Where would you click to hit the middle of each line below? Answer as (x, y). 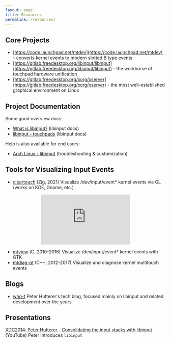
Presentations (28, 318)
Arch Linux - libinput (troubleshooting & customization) (70, 154)
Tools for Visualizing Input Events (60, 169)
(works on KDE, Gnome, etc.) (43, 187)
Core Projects (27, 40)
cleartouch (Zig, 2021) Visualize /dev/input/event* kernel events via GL (87, 182)
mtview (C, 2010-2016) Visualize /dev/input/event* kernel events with (85, 252)
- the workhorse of (133, 69)
